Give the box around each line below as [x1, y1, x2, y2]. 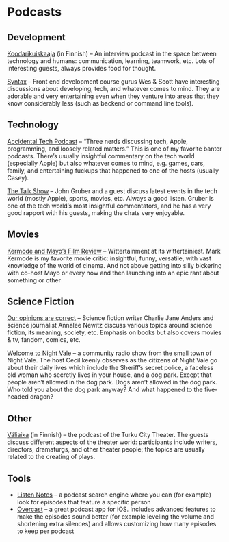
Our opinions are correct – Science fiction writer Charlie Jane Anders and [7, 314, 214, 322]
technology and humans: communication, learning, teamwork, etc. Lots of [7, 57, 215, 65]
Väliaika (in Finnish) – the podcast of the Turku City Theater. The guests [7, 431, 209, 439]
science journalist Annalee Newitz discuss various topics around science [7, 321, 213, 330]
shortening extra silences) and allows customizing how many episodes [16, 520, 217, 528]
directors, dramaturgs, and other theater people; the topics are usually [7, 445, 205, 454]
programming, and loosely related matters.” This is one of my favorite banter [7, 145, 222, 153]
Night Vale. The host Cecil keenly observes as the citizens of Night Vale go [7, 356, 217, 365]
